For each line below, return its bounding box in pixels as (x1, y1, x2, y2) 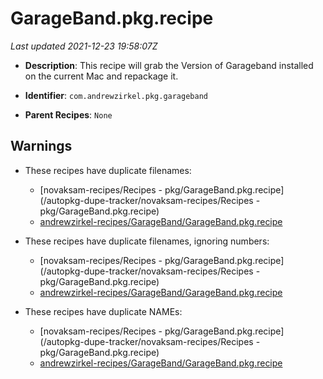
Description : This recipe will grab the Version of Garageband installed (24, 59, 314, 71)
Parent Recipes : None (24, 108, 113, 121)
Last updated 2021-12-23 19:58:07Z (10, 40, 158, 52)
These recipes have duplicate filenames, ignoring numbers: (24, 235, 270, 247)
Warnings (10, 138, 73, 155)
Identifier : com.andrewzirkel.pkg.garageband (24, 89, 208, 101)
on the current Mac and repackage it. (24, 70, 179, 82)
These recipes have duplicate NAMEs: (24, 305, 183, 317)
